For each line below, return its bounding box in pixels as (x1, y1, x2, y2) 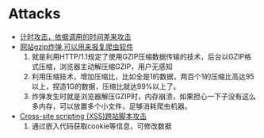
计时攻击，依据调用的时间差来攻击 (19, 32, 132, 41)
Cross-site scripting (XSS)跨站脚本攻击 (19, 111, 147, 121)
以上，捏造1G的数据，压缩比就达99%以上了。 (31, 81, 181, 91)
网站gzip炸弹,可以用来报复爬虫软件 (19, 41, 134, 52)
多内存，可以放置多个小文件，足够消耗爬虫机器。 (31, 101, 192, 111)
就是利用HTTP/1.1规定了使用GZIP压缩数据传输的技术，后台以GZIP (31, 52, 245, 61)
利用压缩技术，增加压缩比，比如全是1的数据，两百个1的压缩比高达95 (31, 71, 254, 81)
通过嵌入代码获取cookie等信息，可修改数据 (31, 121, 172, 131)
